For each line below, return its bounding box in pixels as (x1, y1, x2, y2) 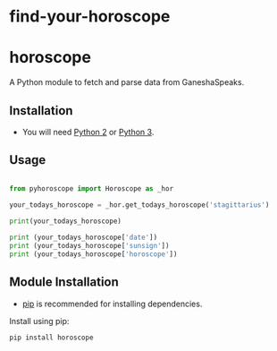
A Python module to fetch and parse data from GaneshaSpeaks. (9, 77, 245, 88)
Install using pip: (9, 315, 70, 326)
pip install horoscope (9, 333, 94, 342)
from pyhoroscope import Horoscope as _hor (9, 184, 174, 193)
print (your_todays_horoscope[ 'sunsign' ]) (9, 242, 170, 251)
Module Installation (9, 275, 119, 290)
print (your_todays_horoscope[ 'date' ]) (9, 233, 158, 243)
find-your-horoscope (9, 6, 171, 27)
